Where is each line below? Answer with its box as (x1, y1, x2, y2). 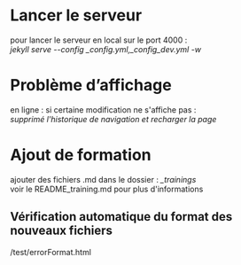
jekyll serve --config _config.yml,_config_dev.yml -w (10, 43, 202, 54)
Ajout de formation (10, 145, 152, 165)
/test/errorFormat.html (10, 246, 92, 257)
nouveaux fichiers (10, 223, 113, 238)
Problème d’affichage (10, 75, 172, 96)
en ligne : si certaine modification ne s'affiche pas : (10, 104, 197, 115)
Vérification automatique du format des (10, 209, 233, 224)
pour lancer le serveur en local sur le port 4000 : (10, 35, 188, 45)
